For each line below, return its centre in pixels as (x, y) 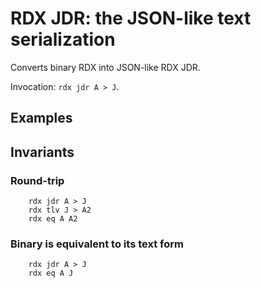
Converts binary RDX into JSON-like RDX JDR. (105, 67)
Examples (41, 118)
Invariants (42, 152)
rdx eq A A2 (53, 219)
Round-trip (37, 180)
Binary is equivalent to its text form (97, 244)
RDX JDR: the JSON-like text (131, 18)
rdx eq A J (51, 273)
